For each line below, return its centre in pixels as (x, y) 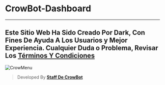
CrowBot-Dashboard (48, 9)
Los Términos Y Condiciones (50, 56)
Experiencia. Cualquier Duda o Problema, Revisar (82, 48)
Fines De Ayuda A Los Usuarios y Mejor (66, 41)
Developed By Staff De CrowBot (50, 77)
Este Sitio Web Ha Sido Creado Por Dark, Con (75, 33)
